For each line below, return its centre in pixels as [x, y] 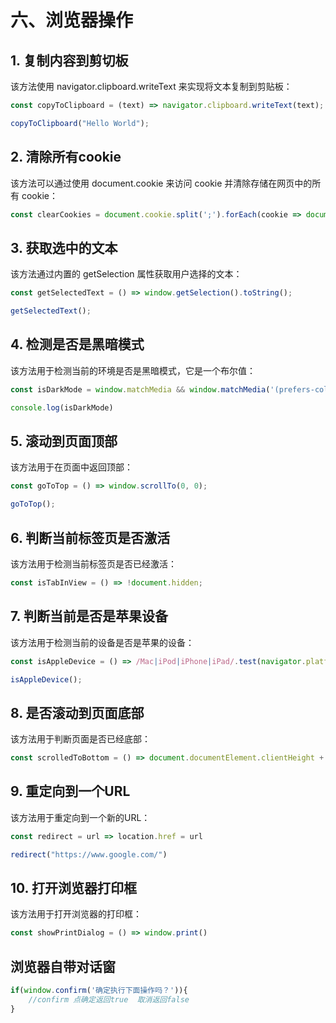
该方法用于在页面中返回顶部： [71, 467]
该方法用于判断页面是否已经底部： [80, 739]
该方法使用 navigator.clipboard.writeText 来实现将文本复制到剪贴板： [151, 86]
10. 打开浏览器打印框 [73, 888]
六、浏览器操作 [72, 20]
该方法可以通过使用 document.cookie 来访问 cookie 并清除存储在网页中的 [161, 183]
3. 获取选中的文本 [64, 247]
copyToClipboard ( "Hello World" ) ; [80, 123]
